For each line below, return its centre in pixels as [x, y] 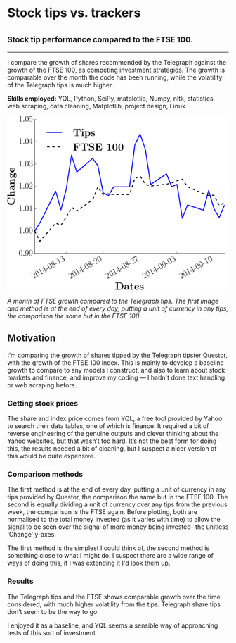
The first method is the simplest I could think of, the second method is [108, 548]
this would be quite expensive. [51, 456]
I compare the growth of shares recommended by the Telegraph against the [117, 62]
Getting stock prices [43, 403]
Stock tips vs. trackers [74, 13]
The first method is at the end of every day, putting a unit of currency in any [117, 489]
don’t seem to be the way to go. [53, 611]
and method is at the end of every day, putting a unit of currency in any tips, [118, 308]
